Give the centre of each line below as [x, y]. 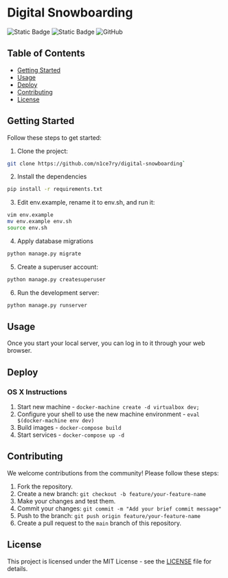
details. [18, 568]
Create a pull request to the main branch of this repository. [99, 523]
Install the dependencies [52, 176]
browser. [20, 351]
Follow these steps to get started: [54, 137]
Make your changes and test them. [66, 501]
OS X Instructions [37, 392]
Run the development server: [58, 292]
